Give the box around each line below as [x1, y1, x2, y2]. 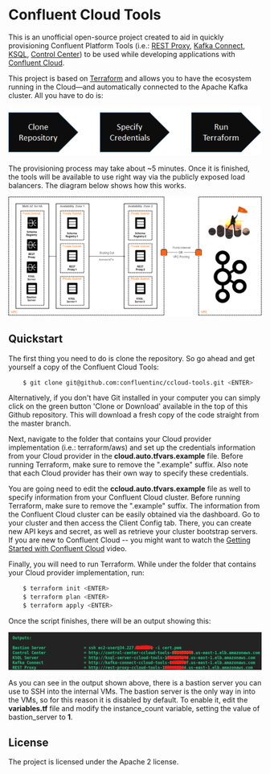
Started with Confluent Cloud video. [8, 544, 127, 554]
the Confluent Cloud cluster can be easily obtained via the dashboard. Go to [8, 509, 260, 520]
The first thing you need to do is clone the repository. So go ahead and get [8, 353, 256, 363]
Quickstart [8, 332, 63, 346]
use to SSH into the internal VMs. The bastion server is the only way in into [8, 686, 256, 697]
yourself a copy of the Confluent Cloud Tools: [8, 362, 159, 372]
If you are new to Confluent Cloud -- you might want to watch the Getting [8, 535, 251, 545]
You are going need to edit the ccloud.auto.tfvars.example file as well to [8, 484, 251, 494]
